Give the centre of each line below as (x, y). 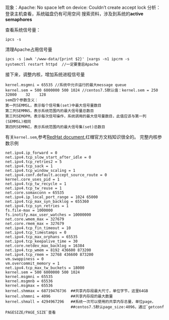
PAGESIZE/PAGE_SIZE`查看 (31, 312)
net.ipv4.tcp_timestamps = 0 (36, 233)
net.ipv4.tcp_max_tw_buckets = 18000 (45, 268)
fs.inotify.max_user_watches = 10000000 (48, 215)
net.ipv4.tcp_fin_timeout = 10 (38, 228)
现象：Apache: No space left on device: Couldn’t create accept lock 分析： (83, 7)
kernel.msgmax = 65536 (29, 286)
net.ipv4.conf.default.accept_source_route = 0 (56, 175)
